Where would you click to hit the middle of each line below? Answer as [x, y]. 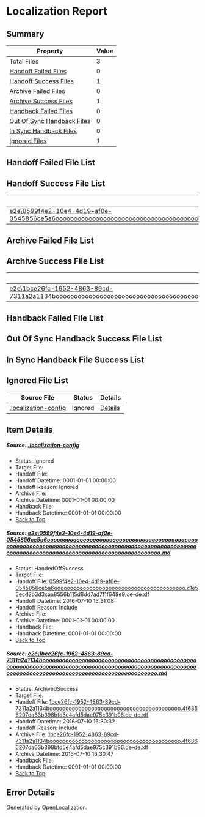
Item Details [30, 430]
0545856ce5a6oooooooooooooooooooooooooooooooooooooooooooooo [102, 540]
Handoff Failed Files [38, 71]
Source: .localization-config [43, 446]
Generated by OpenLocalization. [47, 807]
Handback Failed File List [55, 318]
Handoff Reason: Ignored [47, 487]
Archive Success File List [55, 261]
